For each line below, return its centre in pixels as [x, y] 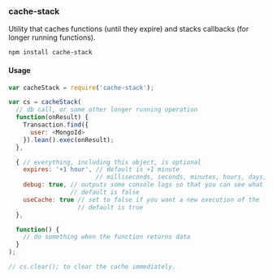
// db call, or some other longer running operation [107, 110]
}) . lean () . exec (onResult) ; [69, 139]
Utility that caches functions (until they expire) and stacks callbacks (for [129, 29]
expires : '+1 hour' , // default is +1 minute [102, 170]
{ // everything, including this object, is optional [108, 162]
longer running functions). [52, 37]
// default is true [110, 207]
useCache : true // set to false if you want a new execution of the [141, 200]
